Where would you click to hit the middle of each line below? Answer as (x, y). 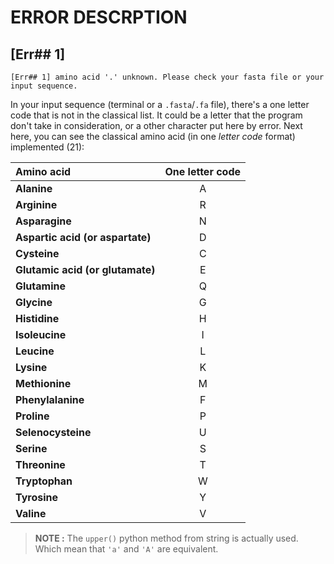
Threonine (40, 464)
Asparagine (43, 221)
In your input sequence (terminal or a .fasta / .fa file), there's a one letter (160, 104)
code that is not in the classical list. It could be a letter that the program (156, 115)
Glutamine (40, 286)
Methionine (43, 383)
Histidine (37, 318)
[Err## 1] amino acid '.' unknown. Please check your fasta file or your (167, 77)
